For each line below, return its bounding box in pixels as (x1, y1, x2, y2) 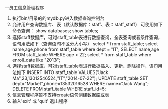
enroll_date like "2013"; (12, 57, 61, 63)
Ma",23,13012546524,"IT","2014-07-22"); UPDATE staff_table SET (12, 75, 148, 81)
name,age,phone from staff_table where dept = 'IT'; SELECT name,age (12, 46, 159, 52)
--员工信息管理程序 (5, 5, 44, 10)
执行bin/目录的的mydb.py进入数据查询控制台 (12, 15, 105, 21)
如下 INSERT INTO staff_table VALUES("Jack (16, 69, 109, 75)
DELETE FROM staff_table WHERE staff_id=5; (12, 86, 106, 92)
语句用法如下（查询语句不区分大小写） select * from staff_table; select (12, 41, 158, 47)
